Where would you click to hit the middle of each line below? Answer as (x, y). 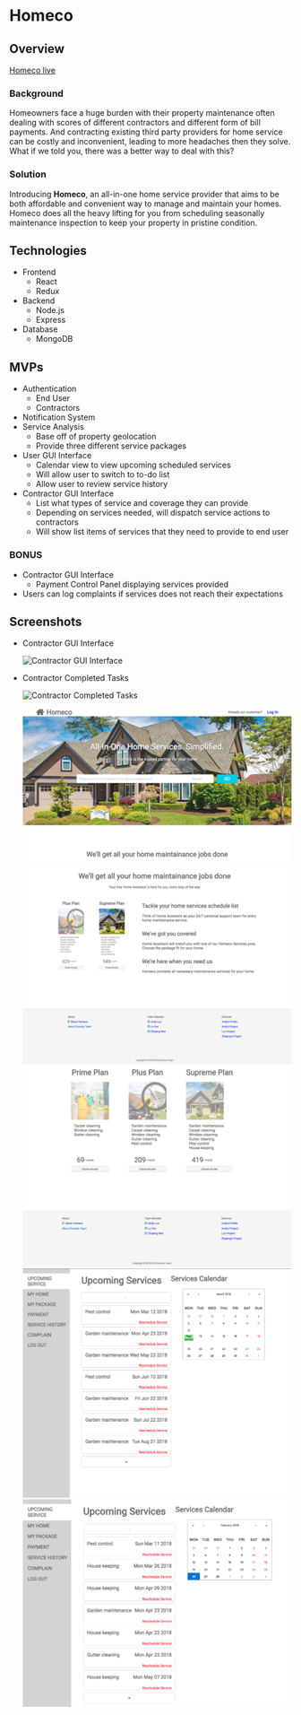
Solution (28, 174)
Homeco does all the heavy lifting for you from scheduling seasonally (137, 213)
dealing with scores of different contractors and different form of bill (135, 123)
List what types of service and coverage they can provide (142, 503)
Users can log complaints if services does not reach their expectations (153, 594)
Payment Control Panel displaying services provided (132, 584)
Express (51, 320)
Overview (37, 49)
